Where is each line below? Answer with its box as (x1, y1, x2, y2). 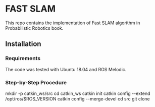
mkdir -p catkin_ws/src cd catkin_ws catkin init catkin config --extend (5, 90, 150, 96)
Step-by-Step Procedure (5, 79, 67, 86)
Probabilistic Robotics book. (5, 25, 64, 31)
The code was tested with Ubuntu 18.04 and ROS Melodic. (5, 66, 127, 72)
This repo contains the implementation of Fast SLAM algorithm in (5, 20, 140, 26)
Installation (5, 40, 41, 48)
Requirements (5, 55, 41, 62)
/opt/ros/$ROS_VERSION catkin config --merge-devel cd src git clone (5, 95, 150, 101)
